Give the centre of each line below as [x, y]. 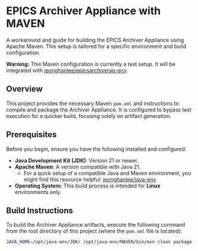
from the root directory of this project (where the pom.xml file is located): [94, 231]
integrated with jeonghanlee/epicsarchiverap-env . [67, 70]
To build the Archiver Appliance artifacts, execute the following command [96, 225]
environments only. [38, 192]
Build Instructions [40, 210]
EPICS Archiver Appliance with [84, 11]
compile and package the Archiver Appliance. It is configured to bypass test [99, 109]
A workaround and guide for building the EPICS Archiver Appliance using [95, 40]
